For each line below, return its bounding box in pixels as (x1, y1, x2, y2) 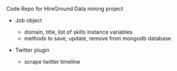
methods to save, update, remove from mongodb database (24, 35, 172, 42)
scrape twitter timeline (24, 58, 81, 65)
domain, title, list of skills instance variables (24, 28, 133, 35)
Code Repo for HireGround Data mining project (6, 5, 124, 12)
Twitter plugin (15, 46, 50, 54)
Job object (15, 17, 42, 23)
